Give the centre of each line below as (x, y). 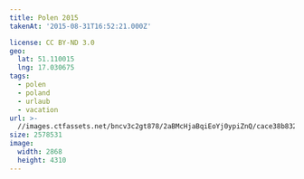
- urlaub (34, 101)
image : (22, 144)
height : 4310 (42, 160)
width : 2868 (40, 152)
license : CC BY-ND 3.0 (52, 42)
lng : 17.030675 (46, 68)
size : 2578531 (36, 135)
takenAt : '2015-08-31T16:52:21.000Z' (81, 26)
